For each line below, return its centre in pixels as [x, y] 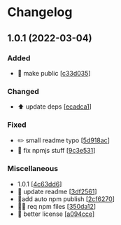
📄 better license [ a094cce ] [56, 214]
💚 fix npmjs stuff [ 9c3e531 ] [56, 151]
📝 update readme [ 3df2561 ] [57, 191]
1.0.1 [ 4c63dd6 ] [40, 184]
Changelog [40, 12]
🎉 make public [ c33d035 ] [54, 73]
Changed [23, 91]
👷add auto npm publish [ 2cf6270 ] [66, 199]
